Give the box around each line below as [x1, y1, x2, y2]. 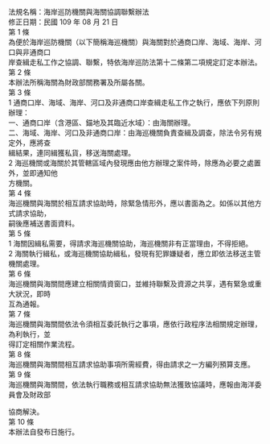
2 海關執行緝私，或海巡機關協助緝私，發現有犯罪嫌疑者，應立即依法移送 [8, 249, 247, 258]
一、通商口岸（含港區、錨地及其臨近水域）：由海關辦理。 [8, 118, 195, 127]
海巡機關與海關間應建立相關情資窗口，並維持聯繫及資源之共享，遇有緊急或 [8, 279, 255, 288]
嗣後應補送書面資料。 [8, 218, 79, 228]
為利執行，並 [8, 330, 51, 338]
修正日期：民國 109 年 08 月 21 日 [8, 17, 119, 27]
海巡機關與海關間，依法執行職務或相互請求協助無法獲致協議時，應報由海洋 [8, 380, 255, 389]
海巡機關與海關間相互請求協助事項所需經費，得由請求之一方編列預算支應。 [8, 359, 255, 369]
